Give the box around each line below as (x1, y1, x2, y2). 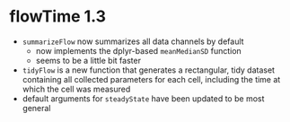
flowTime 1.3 (9, 6, 106, 27)
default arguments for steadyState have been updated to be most (22, 92, 265, 104)
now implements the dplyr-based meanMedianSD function (35, 45, 242, 56)
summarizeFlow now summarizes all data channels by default (22, 36, 244, 47)
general (22, 102, 51, 113)
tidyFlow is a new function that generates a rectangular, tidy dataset (22, 65, 276, 75)
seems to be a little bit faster (35, 55, 142, 65)
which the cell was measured (22, 83, 131, 94)
